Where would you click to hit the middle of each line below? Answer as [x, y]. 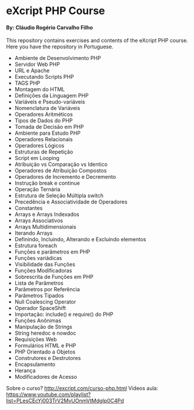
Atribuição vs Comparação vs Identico [61, 164]
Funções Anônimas [38, 321]
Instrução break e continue [47, 183]
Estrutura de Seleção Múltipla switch [59, 196]
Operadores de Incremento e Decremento [65, 177]
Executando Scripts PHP [44, 77]
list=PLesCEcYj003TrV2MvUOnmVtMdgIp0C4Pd [65, 401]
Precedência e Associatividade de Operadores [71, 202]
